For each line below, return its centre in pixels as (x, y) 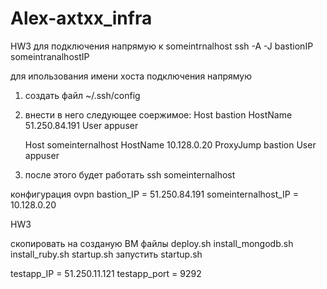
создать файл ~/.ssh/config (82, 95)
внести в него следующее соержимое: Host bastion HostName (158, 114)
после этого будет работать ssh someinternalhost (130, 174)
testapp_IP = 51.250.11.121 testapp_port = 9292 (106, 273)
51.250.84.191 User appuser (81, 125)
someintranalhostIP (50, 56)
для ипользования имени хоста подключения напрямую (131, 76)
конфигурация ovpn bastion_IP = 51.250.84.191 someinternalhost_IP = (154, 194)
